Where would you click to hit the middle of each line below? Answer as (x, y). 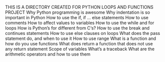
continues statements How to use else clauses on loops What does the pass (83, 33)
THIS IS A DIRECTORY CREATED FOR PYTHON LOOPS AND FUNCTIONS (79, 7)
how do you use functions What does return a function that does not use (79, 44)
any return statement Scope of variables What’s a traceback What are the (80, 49)
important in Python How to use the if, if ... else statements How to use (77, 17)
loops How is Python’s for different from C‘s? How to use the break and (77, 28)
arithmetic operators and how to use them (48, 54)
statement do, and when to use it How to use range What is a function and (81, 38)
